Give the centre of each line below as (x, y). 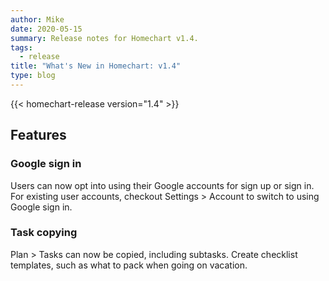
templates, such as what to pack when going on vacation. (129, 265)
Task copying (44, 233)
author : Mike (37, 19)
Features (38, 135)
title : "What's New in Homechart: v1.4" (96, 66)
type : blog (33, 76)
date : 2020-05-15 (46, 29)
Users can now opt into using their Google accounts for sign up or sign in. (162, 185)
